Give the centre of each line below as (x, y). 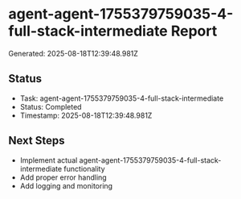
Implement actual (49, 160)
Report (194, 31)
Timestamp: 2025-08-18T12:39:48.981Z (86, 115)
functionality (85, 168)
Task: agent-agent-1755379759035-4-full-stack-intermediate (122, 98)
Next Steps (37, 141)
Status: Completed (51, 106)
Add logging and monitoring (66, 185)
